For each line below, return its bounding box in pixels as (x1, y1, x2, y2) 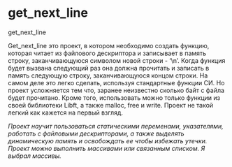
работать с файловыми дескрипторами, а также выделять (8, 129, 184, 138)
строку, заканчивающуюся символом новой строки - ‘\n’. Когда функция (8, 56, 226, 64)
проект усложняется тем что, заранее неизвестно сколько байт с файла (8, 86, 225, 94)
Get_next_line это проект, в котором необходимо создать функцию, (8, 41, 210, 50)
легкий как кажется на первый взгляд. (8, 108, 124, 117)
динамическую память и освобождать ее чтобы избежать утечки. (8, 136, 208, 145)
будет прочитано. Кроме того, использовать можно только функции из (8, 93, 221, 102)
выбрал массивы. (8, 152, 61, 160)
